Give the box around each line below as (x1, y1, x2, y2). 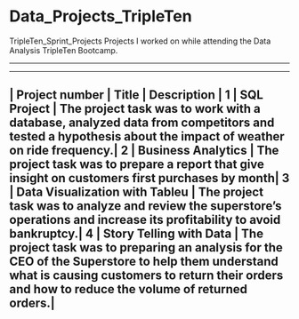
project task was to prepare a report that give (9, 157, 265, 172)
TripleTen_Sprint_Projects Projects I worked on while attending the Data (9, 36, 271, 46)
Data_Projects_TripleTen (9, 6, 193, 27)
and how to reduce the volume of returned (9, 282, 247, 297)
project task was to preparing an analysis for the (9, 240, 283, 255)
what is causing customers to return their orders (9, 268, 284, 283)
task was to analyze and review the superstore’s (9, 198, 282, 214)
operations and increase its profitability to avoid (9, 212, 281, 227)
